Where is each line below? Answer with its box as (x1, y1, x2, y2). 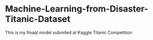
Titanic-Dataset (5, 13, 71, 25)
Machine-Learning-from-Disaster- (5, 3, 149, 14)
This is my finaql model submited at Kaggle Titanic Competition (5, 29, 133, 35)
